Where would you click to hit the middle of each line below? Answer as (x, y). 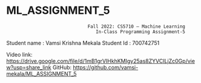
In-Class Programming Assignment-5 (141, 32)
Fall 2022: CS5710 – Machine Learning (137, 26)
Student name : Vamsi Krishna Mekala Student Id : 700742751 (83, 43)
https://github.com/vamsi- (106, 67)
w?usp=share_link (29, 67)
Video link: (19, 54)
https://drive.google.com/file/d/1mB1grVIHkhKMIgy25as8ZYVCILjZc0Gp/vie (101, 61)
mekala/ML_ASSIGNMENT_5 (41, 73)
